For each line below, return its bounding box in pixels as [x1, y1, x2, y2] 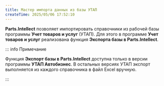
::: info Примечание [5, 46, 46, 52]
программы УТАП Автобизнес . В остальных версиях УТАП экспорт [5, 61, 150, 67]
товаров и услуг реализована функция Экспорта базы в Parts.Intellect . [5, 36, 158, 42]
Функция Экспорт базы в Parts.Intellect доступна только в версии [5, 55, 148, 61]
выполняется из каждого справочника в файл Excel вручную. [5, 66, 136, 72]
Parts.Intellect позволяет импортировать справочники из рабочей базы [5, 25, 159, 31]
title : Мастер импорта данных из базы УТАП [5, 7, 97, 12]
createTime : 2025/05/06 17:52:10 [5, 12, 75, 17]
